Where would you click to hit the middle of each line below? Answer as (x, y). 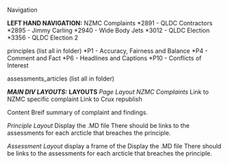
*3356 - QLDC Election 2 (43, 38)
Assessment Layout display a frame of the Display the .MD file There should (114, 146)
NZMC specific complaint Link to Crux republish (75, 99)
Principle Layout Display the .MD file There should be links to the (98, 125)
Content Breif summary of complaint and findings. (78, 112)
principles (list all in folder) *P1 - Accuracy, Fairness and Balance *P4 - (107, 51)
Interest (18, 65)
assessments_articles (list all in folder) (61, 79)
